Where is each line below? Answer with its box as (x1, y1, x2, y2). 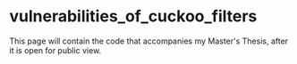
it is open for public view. (9, 44, 102, 55)
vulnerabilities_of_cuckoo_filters (9, 6, 258, 27)
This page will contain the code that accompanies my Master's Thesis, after (9, 36, 289, 46)
